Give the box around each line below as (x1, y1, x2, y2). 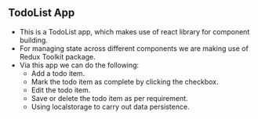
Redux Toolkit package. (19, 52, 96, 61)
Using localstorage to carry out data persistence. (31, 102, 190, 111)
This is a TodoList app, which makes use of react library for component (19, 27, 250, 36)
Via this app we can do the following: (19, 60, 140, 70)
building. (19, 35, 49, 45)
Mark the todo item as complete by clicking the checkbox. (31, 77, 219, 86)
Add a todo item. (31, 68, 85, 78)
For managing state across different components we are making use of (19, 43, 249, 53)
